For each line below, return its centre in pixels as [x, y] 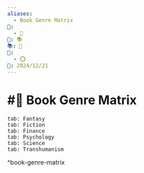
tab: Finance [26, 131]
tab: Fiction [26, 125]
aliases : [20, 14]
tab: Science [26, 143]
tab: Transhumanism [36, 149]
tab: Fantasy [26, 119]
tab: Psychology [31, 137]
